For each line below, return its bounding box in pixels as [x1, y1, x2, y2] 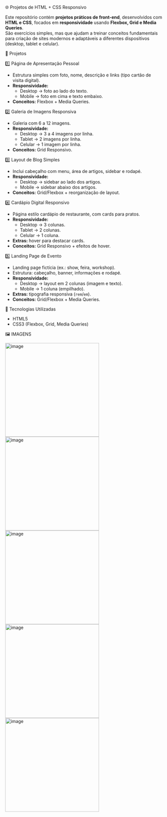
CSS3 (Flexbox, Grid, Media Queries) [12, 321, 89, 327]
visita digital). [12, 77, 40, 83]
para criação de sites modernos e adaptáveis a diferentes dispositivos [5, 35, 150, 41]
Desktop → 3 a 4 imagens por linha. [19, 131, 94, 136]
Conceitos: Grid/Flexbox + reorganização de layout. [12, 189, 120, 195]
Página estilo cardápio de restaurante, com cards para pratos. [12, 211, 140, 217]
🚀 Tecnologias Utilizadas [5, 306, 56, 312]
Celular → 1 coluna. [19, 232, 60, 238]
